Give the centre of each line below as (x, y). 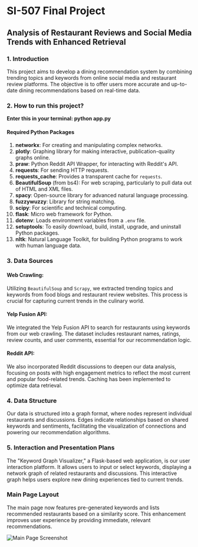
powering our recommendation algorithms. (59, 432)
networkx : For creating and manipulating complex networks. (89, 145)
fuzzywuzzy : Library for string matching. (65, 201)
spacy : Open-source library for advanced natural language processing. (102, 196)
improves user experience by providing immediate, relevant (79, 520)
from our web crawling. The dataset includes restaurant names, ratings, (94, 333)
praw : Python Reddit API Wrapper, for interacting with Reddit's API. (97, 164)
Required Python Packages (41, 132)
